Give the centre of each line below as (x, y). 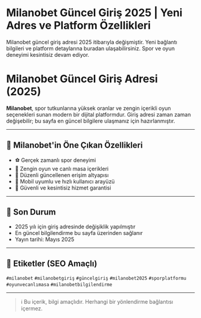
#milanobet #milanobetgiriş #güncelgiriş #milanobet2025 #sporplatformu (96, 279)
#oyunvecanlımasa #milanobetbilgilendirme (59, 285)
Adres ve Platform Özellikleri (79, 25)
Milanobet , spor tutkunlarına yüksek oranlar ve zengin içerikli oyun (89, 108)
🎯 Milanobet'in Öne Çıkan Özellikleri (74, 146)
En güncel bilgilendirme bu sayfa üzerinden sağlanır (79, 233)
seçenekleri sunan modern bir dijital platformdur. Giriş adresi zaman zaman (99, 114)
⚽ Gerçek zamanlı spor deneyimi (55, 160)
